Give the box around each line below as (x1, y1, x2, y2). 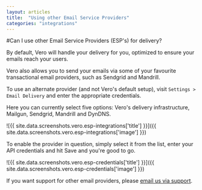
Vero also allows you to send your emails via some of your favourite (6, 67, 176, 75)
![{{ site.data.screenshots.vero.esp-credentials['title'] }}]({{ (6, 159, 154, 166)
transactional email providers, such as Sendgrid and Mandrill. (6, 74, 161, 81)
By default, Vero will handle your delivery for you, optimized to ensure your (6, 49, 195, 56)
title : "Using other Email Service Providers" (6, 15, 130, 21)
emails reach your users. (6, 56, 68, 63)
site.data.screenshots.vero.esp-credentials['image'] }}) (6, 166, 145, 173)
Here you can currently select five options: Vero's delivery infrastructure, (6, 104, 190, 111)
